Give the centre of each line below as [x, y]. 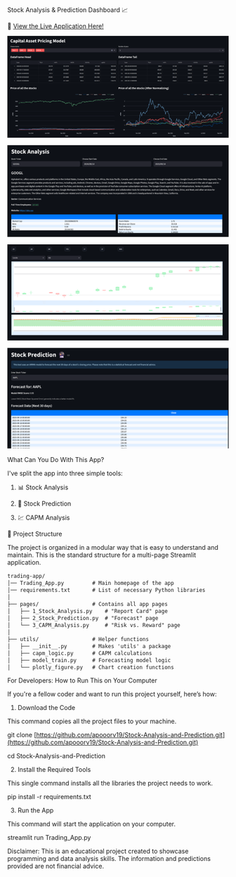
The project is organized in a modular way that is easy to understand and [113, 547]
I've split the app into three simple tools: [65, 473]
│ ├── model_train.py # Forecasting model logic [89, 660]
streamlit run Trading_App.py [49, 837]
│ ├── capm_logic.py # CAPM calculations [80, 653]
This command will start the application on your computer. [92, 824]
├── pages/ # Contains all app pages [88, 604]
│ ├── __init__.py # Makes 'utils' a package [89, 646]
